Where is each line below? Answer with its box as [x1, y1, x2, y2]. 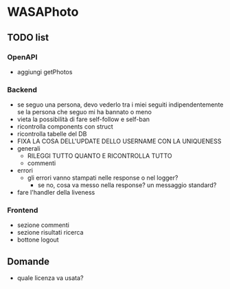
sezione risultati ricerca [16, 228, 84, 237]
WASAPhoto [7, 4, 79, 20]
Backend [7, 85, 38, 94]
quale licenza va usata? [16, 274, 84, 282]
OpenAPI [7, 52, 38, 62]
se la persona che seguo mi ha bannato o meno [16, 108, 152, 116]
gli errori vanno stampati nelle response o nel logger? [27, 173, 179, 182]
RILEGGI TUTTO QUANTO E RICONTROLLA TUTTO [27, 152, 172, 160]
